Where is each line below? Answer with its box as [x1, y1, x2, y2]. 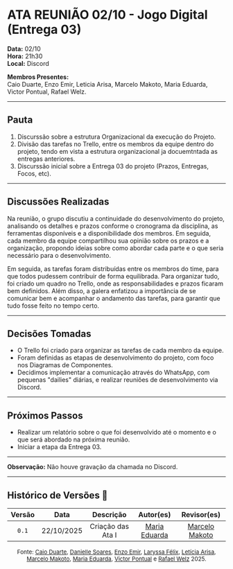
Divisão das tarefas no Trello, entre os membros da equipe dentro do [17, 139, 214, 148]
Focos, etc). [17, 169, 52, 177]
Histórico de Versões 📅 [7, 489, 108, 501]
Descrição [92, 510, 127, 519]
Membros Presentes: [7, 73, 69, 81]
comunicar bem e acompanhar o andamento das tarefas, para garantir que [7, 294, 221, 302]
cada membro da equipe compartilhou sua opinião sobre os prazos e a [7, 236, 209, 245]
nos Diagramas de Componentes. [17, 361, 113, 369]
